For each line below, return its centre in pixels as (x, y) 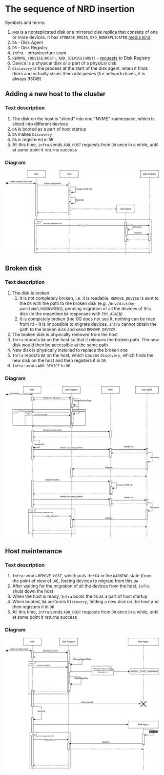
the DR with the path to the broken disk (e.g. (63, 303)
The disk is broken (31, 293)
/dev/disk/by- (122, 304)
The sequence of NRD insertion (70, 9)
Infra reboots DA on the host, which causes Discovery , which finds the (83, 355)
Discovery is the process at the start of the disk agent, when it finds (80, 68)
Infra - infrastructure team (39, 53)
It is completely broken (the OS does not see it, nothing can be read (87, 319)
